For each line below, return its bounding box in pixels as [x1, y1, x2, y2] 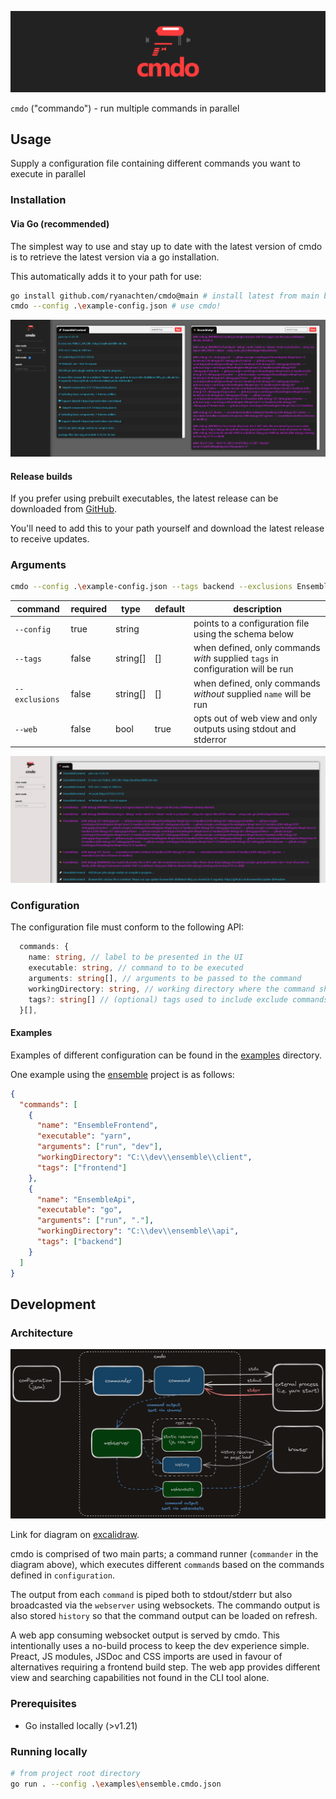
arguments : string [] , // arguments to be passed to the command [28, 974, 302, 984]
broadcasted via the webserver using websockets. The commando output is [10, 1599, 321, 1611]
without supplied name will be [193, 687, 312, 700]
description [233, 602, 282, 615]
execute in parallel [10, 168, 86, 180]
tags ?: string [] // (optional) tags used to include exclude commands [28, 994, 329, 1005]
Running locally [10, 1744, 88, 1758]
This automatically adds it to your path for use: [10, 270, 202, 282]
